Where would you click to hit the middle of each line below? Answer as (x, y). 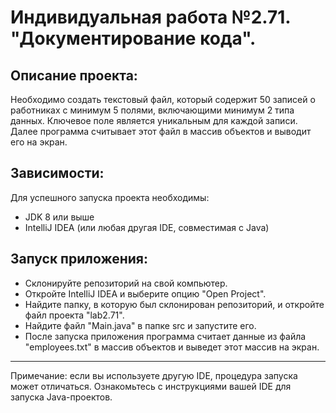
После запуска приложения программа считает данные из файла (165, 336)
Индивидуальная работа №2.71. (150, 17)
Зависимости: (57, 173)
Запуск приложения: (79, 259)
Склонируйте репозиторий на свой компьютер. (126, 283)
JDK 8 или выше (59, 217)
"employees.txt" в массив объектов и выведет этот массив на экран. (172, 347)
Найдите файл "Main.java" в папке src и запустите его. (140, 325)
